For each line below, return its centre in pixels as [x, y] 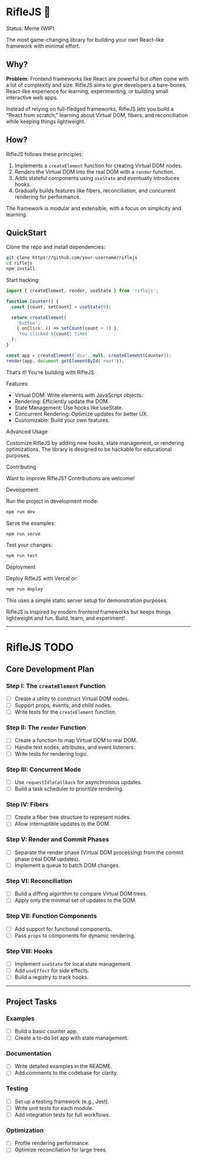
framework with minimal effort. [43, 46]
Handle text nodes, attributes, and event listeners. [75, 747]
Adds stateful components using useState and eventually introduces [97, 178]
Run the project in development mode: [52, 501]
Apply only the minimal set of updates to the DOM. [75, 901]
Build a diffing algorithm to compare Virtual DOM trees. [81, 894]
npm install [21, 269]
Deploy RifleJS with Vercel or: [42, 579]
